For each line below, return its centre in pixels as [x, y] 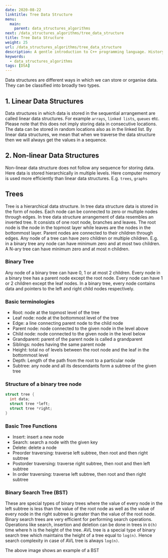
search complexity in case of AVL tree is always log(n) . [62, 541]
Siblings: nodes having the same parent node [59, 344]
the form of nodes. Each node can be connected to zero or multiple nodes [81, 212]
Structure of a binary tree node [43, 384]
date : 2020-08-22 [23, 10]
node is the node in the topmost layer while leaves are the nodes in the [78, 227]
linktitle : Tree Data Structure [39, 15]
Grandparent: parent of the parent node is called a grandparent [77, 339]
